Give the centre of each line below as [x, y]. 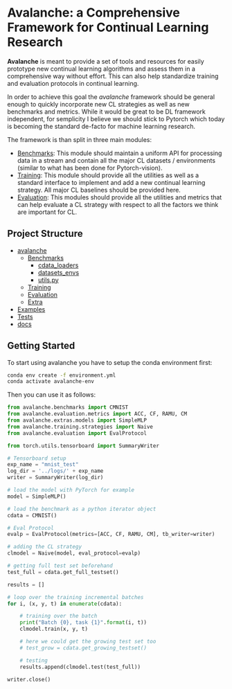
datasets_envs [59, 272]
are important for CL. [47, 212]
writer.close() [29, 679]
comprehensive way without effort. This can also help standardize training [113, 76]
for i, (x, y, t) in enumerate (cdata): [65, 604]
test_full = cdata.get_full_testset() [63, 572]
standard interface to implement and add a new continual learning [111, 182]
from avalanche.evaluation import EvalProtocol [77, 433]
